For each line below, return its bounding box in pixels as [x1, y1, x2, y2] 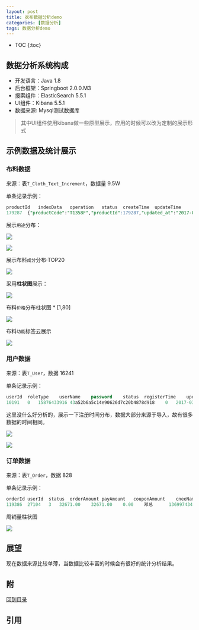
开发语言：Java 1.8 [14, 77, 61, 84]
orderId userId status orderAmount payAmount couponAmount [6, 496, 166, 502]
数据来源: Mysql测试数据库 [14, 107, 80, 114]
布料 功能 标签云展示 [6, 327, 52, 334]
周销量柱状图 [6, 513, 37, 520]
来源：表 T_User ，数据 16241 [6, 369, 74, 376]
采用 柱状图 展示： [6, 280, 48, 287]
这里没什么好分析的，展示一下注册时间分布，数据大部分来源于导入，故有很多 [6, 411, 193, 418]
